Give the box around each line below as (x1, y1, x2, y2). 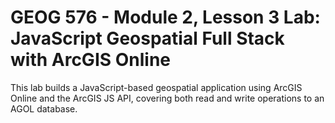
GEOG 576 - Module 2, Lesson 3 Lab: (10, 6, 321, 29)
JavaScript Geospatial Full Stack (10, 27, 285, 50)
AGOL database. (10, 102, 78, 115)
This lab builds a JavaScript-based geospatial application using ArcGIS (10, 81, 303, 93)
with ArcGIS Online (10, 49, 172, 71)
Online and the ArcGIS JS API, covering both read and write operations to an (10, 92, 325, 104)
